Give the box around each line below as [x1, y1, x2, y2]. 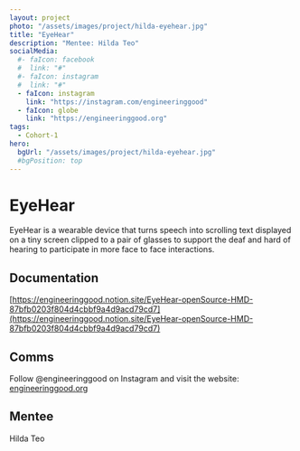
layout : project [9, 13, 70, 23]
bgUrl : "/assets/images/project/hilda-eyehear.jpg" [17, 147, 217, 156]
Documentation [9, 270, 99, 286]
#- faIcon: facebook [17, 55, 95, 64]
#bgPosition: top [17, 155, 83, 165]
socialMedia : [9, 47, 59, 56]
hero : [9, 139, 30, 148]
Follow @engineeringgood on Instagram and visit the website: [9, 373, 239, 384]
